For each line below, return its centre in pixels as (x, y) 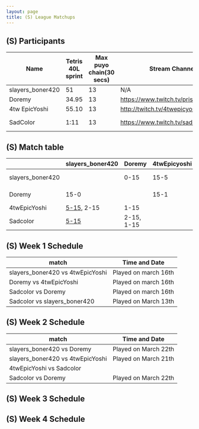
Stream (160, 69)
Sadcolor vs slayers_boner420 (52, 301)
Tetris (74, 62)
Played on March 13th (143, 301)
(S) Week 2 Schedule (45, 322)
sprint (74, 76)
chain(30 (102, 73)
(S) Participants (36, 41)
